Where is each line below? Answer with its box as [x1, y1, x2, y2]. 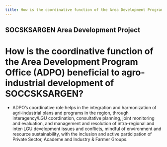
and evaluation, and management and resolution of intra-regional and [12, 120, 155, 126]
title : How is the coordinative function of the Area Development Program [5, 7, 164, 12]
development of [47, 78, 114, 89]
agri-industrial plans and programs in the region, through [12, 110, 129, 116]
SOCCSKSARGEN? [5, 88, 83, 100]
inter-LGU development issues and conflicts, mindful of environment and [12, 126, 162, 132]
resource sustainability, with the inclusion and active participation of [12, 131, 152, 137]
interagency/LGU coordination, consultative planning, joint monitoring [12, 115, 155, 121]
